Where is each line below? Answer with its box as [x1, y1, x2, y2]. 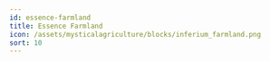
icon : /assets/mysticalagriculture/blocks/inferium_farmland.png [9, 30, 261, 39]
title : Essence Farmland [9, 22, 103, 30]
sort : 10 [9, 38, 43, 48]
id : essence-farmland [9, 13, 92, 22]
